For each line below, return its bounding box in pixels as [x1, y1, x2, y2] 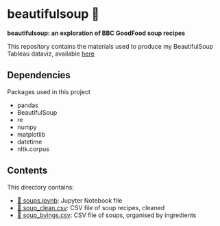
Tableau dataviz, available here [7, 49, 95, 58]
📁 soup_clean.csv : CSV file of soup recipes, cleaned [16, 203, 165, 212]
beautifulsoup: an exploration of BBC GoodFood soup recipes [7, 29, 186, 37]
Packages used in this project [7, 87, 91, 95]
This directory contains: [7, 183, 74, 191]
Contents [7, 165, 48, 177]
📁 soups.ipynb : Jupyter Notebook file [16, 196, 123, 205]
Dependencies [7, 69, 71, 81]
